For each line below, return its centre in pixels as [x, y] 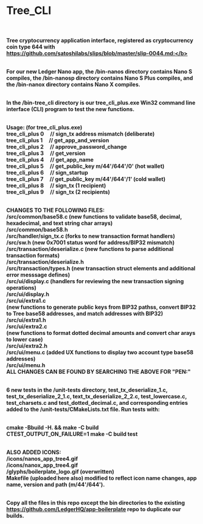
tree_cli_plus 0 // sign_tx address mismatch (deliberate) [81, 134]
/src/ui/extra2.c [27, 326]
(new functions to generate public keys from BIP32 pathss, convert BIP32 [101, 307]
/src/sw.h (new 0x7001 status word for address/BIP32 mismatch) [91, 242]
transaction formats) [33, 255]
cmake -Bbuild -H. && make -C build [53, 427]
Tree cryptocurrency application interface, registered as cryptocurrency [100, 40]
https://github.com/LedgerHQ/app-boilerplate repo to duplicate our [94, 509]
